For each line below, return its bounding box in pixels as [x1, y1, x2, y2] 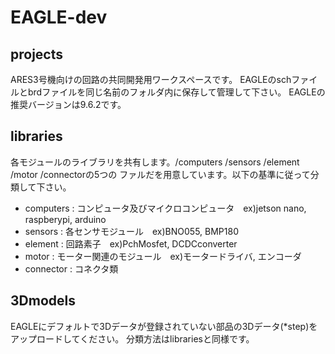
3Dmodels [10, 292, 76, 310]
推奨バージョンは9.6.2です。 [10, 99, 127, 110]
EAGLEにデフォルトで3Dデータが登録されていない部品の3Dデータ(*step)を [10, 320, 318, 332]
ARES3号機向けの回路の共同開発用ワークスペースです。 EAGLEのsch [10, 74, 292, 85]
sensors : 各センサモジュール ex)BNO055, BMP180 [24, 225, 239, 237]
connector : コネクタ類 [24, 262, 119, 275]
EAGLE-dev [10, 6, 108, 29]
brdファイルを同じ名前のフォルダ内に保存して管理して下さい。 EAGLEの [27, 86, 326, 98]
